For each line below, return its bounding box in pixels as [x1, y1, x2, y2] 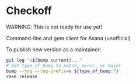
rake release [6, 73, 38, 79]
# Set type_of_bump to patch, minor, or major [6, 62, 121, 68]
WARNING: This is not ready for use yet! [6, 23, 103, 30]
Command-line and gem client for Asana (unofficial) [6, 34, 131, 41]
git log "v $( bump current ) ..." [6, 57, 82, 63]
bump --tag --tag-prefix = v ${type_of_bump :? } [6, 68, 118, 74]
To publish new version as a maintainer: [6, 45, 102, 53]
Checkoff [6, 4, 53, 17]
